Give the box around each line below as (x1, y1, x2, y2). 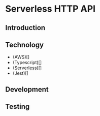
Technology (5, 40, 44, 49)
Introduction (5, 23, 46, 32)
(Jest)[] (12, 70, 29, 76)
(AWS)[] (12, 54, 29, 60)
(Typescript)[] (12, 60, 42, 66)
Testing (5, 102, 30, 111)
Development (5, 85, 49, 94)
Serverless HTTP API (5, 3, 95, 15)
